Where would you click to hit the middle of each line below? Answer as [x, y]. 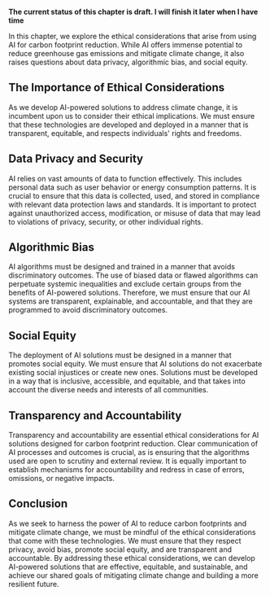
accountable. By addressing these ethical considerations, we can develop [132, 558]
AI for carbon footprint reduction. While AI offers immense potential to [125, 45]
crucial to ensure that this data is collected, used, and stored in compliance [134, 195]
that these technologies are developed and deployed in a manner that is [128, 125]
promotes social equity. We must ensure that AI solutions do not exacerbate [135, 364]
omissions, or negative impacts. [62, 479]
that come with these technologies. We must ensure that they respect [125, 540]
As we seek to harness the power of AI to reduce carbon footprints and [128, 523]
